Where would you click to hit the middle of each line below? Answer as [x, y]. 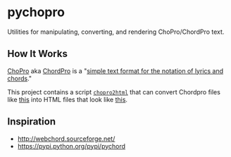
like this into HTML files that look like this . [68, 99]
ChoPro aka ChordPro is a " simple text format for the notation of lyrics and [115, 70]
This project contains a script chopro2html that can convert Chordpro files [114, 92]
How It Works [38, 54]
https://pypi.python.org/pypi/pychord [71, 146]
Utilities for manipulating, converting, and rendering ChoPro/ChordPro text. [116, 32]
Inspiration [32, 121]
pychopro [36, 12]
